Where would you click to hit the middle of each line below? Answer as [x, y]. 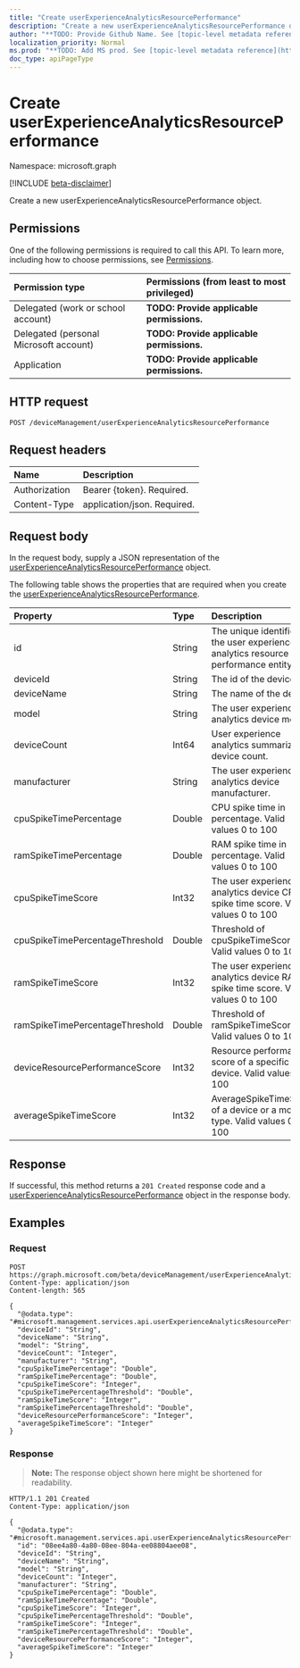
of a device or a [244, 1110]
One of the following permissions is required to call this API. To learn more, [147, 250]
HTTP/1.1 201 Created [50, 1498]
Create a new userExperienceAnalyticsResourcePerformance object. [136, 200]
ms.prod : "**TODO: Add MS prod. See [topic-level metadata [121, 51]
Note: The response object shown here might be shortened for [147, 1472]
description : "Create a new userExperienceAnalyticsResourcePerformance [147, 26]
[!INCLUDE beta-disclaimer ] [60, 183]
